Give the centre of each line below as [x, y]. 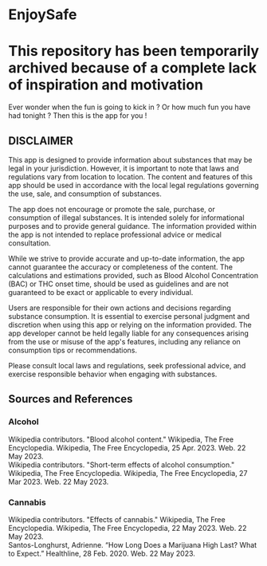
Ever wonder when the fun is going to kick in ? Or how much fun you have [130, 107]
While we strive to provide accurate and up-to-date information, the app [127, 258]
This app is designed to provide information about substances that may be [130, 159]
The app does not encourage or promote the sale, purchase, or [112, 209]
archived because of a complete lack [133, 68]
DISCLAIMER [41, 141]
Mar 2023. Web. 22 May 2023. [59, 481]
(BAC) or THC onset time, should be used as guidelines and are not [118, 284]
